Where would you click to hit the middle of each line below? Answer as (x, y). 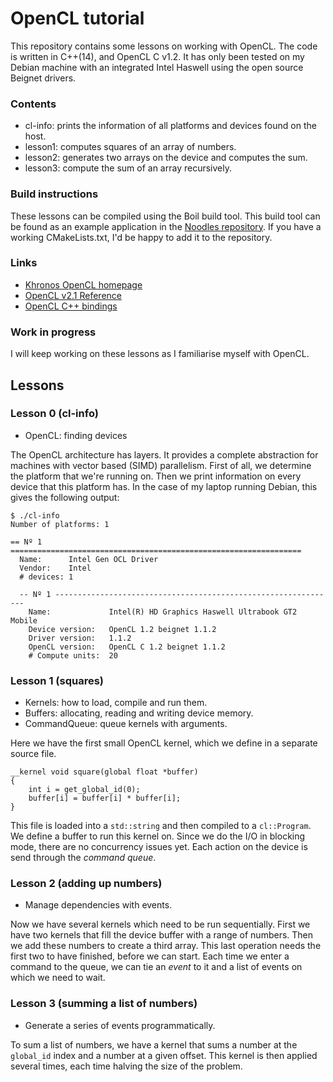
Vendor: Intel (55, 568)
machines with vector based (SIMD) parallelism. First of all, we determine (161, 465)
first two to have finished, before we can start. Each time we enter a (150, 956)
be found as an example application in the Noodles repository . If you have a (166, 226)
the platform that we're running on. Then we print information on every (156, 476)
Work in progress (53, 332)
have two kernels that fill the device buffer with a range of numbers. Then (162, 935)
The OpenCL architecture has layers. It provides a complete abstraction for (164, 454)
